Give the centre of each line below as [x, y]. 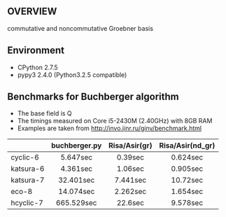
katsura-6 [28, 169]
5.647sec [77, 157]
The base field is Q [44, 113]
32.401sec [77, 180]
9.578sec [187, 203]
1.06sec [130, 169]
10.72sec [187, 180]
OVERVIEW [32, 12]
